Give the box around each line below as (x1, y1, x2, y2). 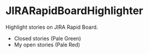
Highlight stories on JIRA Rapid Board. (5, 23, 98, 31)
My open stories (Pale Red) (14, 41, 81, 48)
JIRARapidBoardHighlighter (5, 4, 144, 18)
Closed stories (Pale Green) (14, 35, 81, 42)
